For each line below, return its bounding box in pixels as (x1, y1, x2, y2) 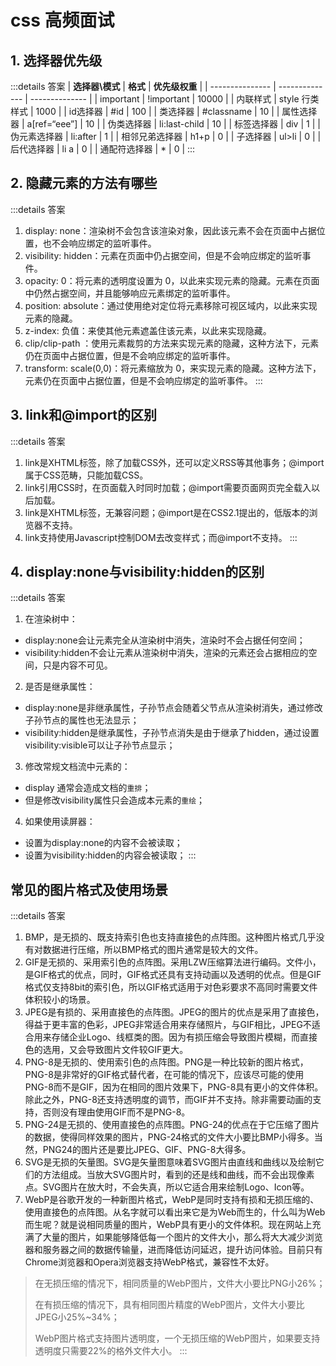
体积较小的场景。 (24, 994, 96, 1006)
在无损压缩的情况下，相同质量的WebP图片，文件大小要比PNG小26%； (34, 1277, 326, 1290)
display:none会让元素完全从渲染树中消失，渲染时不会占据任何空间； (24, 634, 306, 646)
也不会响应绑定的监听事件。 (42, 237, 157, 249)
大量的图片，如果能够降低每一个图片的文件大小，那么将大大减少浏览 (42, 1231, 323, 1243)
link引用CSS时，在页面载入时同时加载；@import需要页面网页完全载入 (24, 481, 312, 493)
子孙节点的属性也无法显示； (24, 714, 140, 726)
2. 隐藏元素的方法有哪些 (10, 175, 158, 192)
